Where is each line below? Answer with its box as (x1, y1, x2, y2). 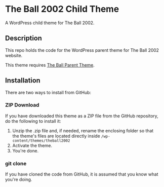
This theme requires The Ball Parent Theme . (5, 62, 95, 68)
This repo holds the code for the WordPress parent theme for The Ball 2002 (5, 47, 159, 53)
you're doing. (5, 177, 32, 183)
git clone (5, 160, 27, 167)
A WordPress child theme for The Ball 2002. (5, 20, 95, 26)
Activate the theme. (12, 142, 53, 149)
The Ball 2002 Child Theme (5, 3, 120, 15)
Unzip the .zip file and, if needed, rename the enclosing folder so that (12, 127, 154, 134)
